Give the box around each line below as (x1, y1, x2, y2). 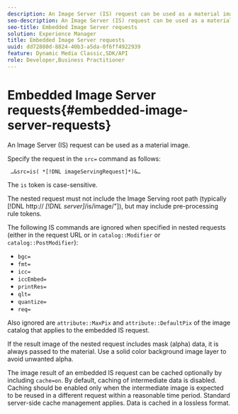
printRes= (17, 283, 47, 291)
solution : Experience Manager (7, 30, 97, 38)
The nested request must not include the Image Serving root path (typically (7, 194, 227, 203)
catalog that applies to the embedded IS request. (7, 325, 150, 334)
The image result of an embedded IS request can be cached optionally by (7, 368, 222, 376)
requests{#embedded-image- (7, 102, 189, 118)
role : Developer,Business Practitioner (7, 57, 125, 64)
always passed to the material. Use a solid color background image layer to (7, 347, 227, 355)
